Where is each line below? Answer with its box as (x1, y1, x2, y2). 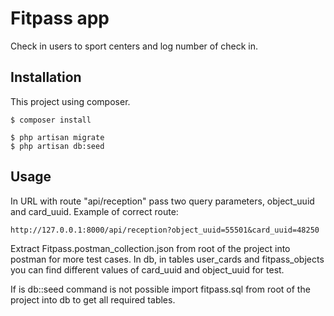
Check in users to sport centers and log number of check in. (10, 40, 259, 52)
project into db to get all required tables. (10, 293, 176, 306)
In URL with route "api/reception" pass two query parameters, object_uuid (10, 195, 315, 207)
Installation (10, 69, 82, 86)
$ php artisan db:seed (10, 141, 105, 151)
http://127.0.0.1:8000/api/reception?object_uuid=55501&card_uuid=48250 (10, 225, 320, 235)
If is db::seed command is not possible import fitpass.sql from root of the (10, 283, 311, 295)
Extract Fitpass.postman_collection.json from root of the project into (10, 242, 291, 254)
